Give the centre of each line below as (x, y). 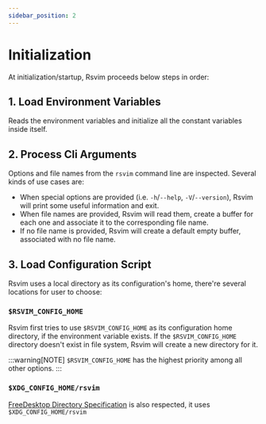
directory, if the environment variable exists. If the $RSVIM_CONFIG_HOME (122, 336)
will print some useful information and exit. (89, 206)
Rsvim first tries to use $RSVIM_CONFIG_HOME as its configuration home (120, 328)
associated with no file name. (68, 240)
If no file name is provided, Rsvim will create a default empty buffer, (130, 231)
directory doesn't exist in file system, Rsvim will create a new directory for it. (133, 345)
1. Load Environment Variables (85, 101)
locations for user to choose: (55, 292)
